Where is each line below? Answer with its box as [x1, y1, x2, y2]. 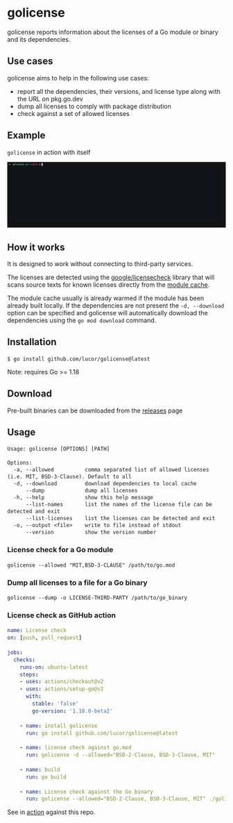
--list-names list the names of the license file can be [25, 501, 213, 508]
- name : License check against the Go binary [19, 788, 154, 795]
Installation [7, 336, 57, 348]
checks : [13, 656, 36, 663]
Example [7, 130, 46, 142]
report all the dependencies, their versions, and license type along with [17, 87, 221, 95]
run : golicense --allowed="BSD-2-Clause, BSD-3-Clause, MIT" [25, 795, 207, 803]
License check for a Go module [7, 545, 114, 555]
